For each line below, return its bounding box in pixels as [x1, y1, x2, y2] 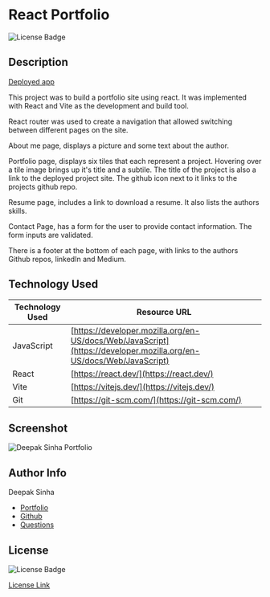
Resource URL [136, 306, 192, 317]
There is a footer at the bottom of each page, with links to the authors [8, 245, 239, 255]
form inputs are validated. [8, 230, 94, 239]
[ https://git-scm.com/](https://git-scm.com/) [70, 394, 243, 405]
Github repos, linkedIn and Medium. [8, 254, 127, 264]
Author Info [8, 466, 67, 480]
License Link [8, 580, 51, 590]
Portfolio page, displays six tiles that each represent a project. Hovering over [8, 156, 262, 166]
